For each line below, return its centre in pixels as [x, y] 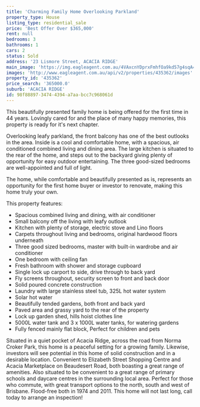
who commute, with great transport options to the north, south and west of [98, 384]
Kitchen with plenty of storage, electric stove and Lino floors [89, 228]
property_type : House [33, 17]
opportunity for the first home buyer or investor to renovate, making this [94, 185]
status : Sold [22, 56]
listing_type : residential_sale [46, 23]
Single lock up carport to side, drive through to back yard [85, 272]
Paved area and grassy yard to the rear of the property [82, 310]
